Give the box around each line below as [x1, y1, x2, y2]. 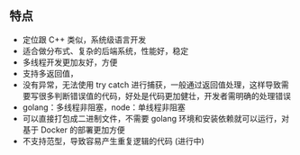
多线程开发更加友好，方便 [22, 57, 118, 68]
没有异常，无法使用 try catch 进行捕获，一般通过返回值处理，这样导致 [22, 79, 282, 90]
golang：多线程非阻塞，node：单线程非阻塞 [22, 102, 186, 113]
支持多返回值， [22, 68, 78, 78]
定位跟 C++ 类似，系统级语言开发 [22, 34, 147, 45]
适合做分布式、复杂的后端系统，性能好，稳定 [22, 45, 189, 56]
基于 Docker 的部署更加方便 [22, 124, 125, 135]
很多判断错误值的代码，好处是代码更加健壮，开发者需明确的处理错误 [38, 90, 291, 101]
